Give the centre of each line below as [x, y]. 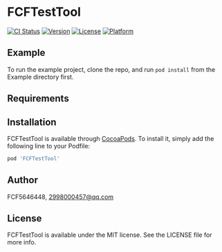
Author [22, 180]
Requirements [38, 98]
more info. [22, 242]
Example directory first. [40, 77]
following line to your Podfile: [49, 146]
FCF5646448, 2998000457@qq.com [61, 197]
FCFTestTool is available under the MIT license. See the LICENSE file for [110, 235]
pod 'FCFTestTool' [34, 158]
